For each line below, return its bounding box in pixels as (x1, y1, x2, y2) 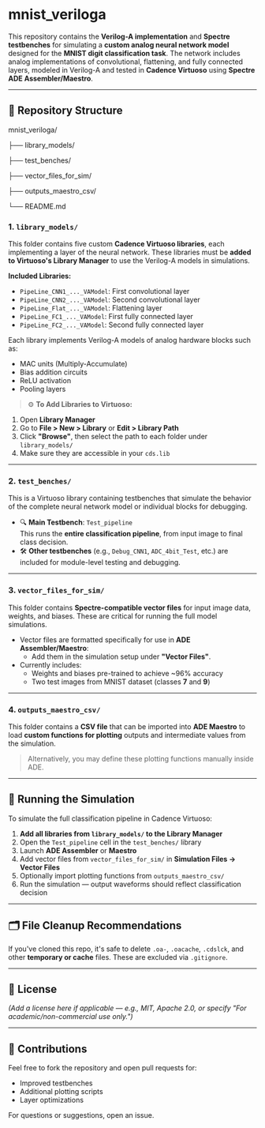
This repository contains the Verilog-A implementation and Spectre (8, 32, 230, 41)
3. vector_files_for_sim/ (8, 585, 105, 596)
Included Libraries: (8, 271, 72, 281)
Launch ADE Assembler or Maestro (19, 845, 137, 855)
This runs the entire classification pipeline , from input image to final (19, 529, 243, 539)
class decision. (19, 537, 69, 547)
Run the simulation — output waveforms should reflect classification (19, 879, 242, 889)
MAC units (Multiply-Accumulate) (19, 359, 128, 369)
